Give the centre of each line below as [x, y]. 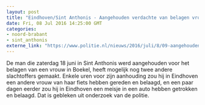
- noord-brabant [27, 35]
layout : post [23, 12]
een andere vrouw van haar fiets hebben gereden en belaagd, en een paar [100, 82]
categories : [21, 29]
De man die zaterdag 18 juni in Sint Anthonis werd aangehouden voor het [98, 63]
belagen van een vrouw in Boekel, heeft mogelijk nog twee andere [89, 69]
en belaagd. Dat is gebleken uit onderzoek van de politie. [78, 95]
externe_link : [24, 46]
